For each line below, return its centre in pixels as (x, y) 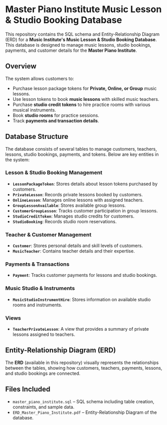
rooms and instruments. (37, 305)
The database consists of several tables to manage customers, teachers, (81, 149)
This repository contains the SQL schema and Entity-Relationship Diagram (82, 34)
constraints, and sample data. (44, 407)
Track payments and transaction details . (56, 121)
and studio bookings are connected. (43, 373)
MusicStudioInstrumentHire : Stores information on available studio (81, 299)
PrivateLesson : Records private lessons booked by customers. (78, 194)
